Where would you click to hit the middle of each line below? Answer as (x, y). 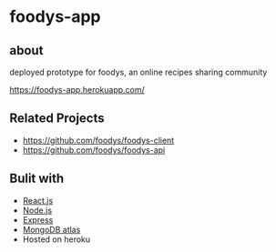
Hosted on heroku (56, 239)
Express (38, 219)
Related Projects (57, 119)
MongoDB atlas (51, 229)
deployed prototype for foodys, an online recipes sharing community (138, 72)
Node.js (37, 210)
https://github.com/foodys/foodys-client (98, 140)
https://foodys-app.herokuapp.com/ (77, 90)
